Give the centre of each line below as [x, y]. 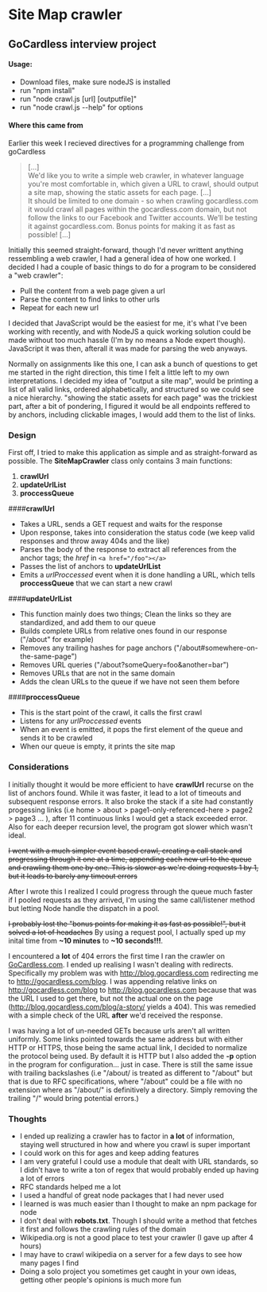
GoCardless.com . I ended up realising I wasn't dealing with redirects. [121, 964]
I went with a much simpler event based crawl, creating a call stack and [125, 850]
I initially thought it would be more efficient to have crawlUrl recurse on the [131, 784]
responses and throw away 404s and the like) [95, 541]
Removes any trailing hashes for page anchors [96, 648]
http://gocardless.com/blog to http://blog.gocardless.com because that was [132, 990]
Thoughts [27, 1119]
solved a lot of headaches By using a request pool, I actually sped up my [127, 932]
